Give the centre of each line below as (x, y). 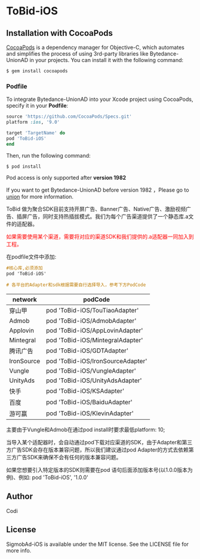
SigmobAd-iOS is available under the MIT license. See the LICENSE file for (98, 544)
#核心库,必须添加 (24, 268)
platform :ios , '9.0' (33, 122)
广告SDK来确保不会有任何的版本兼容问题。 (69, 457)
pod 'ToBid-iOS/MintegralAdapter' (94, 340)
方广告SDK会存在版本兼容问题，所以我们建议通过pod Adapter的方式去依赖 (98, 450)
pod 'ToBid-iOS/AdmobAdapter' (91, 321)
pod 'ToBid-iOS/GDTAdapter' (87, 351)
